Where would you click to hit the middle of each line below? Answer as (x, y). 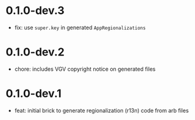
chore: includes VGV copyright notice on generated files (85, 69)
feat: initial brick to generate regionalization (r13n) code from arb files (102, 110)
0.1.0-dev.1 (34, 94)
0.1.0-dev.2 (35, 52)
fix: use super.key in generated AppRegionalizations (80, 27)
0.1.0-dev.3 (35, 11)
